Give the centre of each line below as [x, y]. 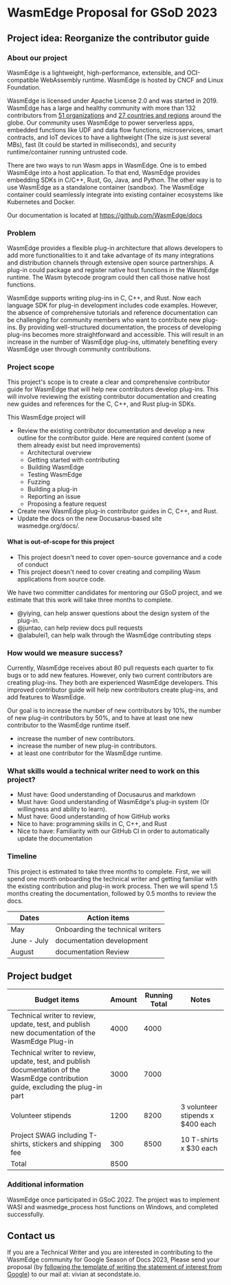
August [22, 952]
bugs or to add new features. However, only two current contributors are [110, 675]
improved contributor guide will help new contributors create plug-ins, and [113, 690]
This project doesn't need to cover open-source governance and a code [119, 557]
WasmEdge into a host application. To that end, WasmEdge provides [104, 172]
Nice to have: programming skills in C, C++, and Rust [92, 824]
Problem [22, 233]
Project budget [40, 976]
